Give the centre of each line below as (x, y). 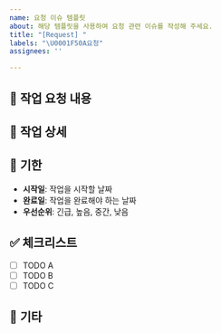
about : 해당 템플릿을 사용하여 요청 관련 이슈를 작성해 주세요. (111, 26)
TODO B (38, 275)
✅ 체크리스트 (43, 243)
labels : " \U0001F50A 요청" (57, 43)
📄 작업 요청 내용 (51, 98)
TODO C (38, 285)
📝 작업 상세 (38, 132)
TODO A (38, 265)
